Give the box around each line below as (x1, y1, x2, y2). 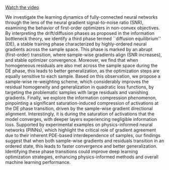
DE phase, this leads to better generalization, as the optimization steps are (5, 68, 160, 74)
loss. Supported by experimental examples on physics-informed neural (5, 121, 153, 127)
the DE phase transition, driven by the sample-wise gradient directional (5, 106, 153, 111)
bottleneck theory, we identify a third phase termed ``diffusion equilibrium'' (5, 35, 161, 41)
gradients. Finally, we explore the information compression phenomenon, (5, 95, 157, 101)
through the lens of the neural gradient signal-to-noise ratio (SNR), (5, 20, 144, 25)
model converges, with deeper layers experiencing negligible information (5, 116, 157, 122)
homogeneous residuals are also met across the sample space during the (5, 63, 158, 68)
